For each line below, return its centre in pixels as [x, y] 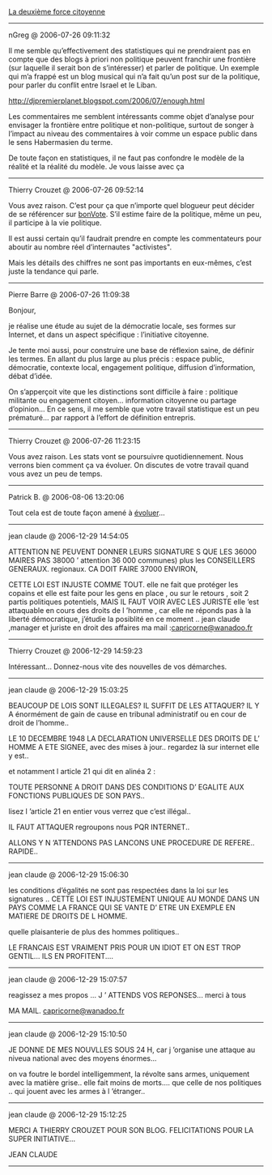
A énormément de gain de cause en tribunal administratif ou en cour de [127, 714]
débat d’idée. [30, 376]
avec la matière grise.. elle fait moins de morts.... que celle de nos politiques [135, 1083]
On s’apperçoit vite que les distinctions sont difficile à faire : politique [123, 392]
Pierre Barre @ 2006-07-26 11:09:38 [69, 294]
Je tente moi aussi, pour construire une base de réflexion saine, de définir [132, 350]
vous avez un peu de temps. [55, 474]
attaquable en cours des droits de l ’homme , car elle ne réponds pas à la [130, 610]
